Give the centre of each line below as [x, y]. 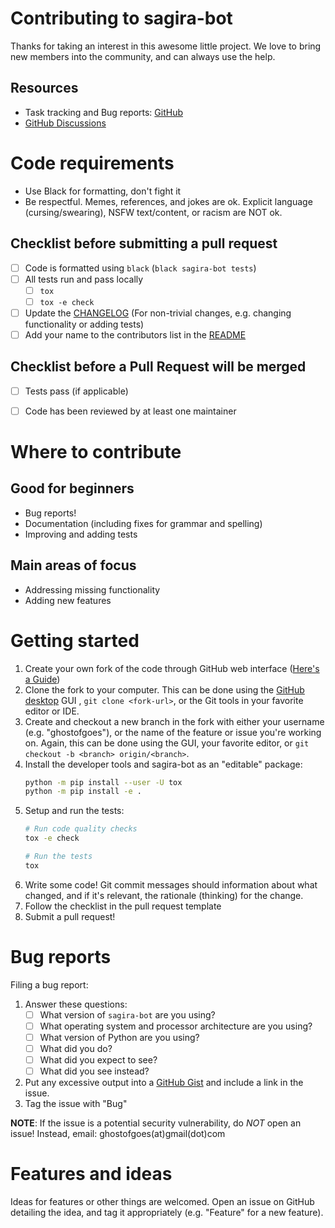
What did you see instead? [94, 1071]
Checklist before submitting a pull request [144, 243]
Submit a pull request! [70, 916]
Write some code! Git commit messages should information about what [171, 884]
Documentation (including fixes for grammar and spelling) [143, 523]
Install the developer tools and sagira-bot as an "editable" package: [163, 764]
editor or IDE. [52, 711]
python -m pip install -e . [83, 792]
